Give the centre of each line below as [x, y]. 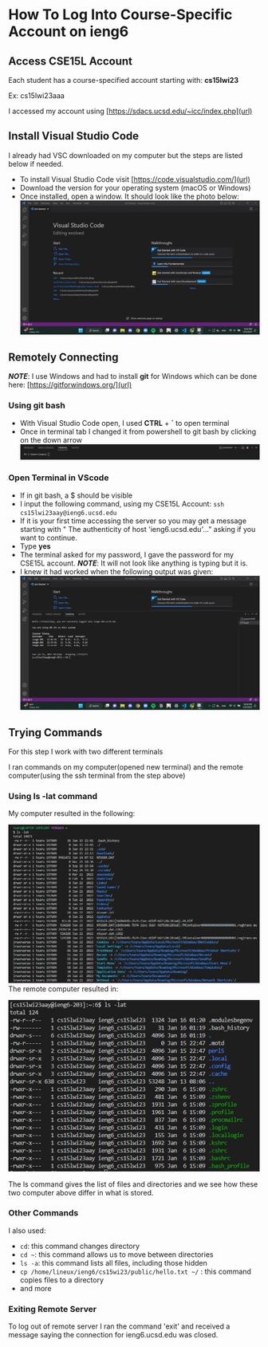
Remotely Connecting [63, 357]
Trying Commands [55, 733]
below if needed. [36, 163]
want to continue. [49, 538]
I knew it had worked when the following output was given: [116, 571]
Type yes [35, 546]
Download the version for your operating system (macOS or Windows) [135, 187]
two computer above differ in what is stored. [81, 1192]
